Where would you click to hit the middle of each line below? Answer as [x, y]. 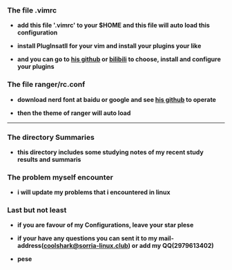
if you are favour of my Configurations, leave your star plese [105, 225]
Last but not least [37, 210]
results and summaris [49, 159]
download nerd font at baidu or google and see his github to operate [116, 99]
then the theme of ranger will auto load [74, 113]
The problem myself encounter [60, 177]
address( [30, 246]
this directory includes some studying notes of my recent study [110, 152]
